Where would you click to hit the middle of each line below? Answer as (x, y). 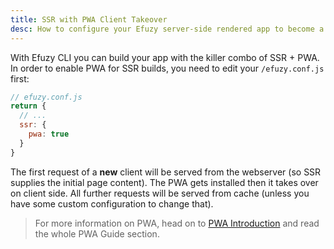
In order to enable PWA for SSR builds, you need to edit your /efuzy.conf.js (167, 68)
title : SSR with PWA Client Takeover (89, 19)
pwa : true (49, 134)
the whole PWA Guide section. (97, 233)
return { (28, 106)
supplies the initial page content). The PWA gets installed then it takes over (164, 182)
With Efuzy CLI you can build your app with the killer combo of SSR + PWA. (165, 57)
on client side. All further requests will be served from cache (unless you (160, 193)
